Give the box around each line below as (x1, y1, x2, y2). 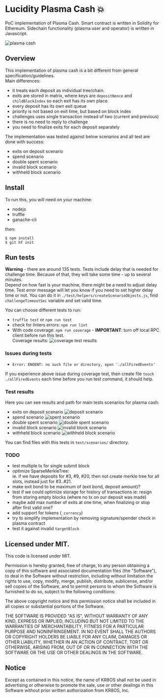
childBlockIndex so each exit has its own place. (12, 97, 109, 104)
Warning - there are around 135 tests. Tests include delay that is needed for (5, 266, 159, 272)
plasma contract (12, 520, 46, 526)
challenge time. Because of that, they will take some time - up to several (5, 272, 151, 278)
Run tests (5, 253, 35, 261)
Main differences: (5, 78, 41, 84)
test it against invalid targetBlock (12, 526, 80, 532)
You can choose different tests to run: (5, 307, 82, 313)
